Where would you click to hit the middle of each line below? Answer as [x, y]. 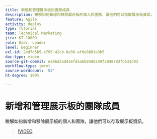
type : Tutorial [21, 29]
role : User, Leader [26, 43]
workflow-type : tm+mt [28, 66]
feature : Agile [21, 19]
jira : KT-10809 [21, 38]
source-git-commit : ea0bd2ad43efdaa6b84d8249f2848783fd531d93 [72, 61]
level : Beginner [22, 47]
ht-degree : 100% [22, 76]
